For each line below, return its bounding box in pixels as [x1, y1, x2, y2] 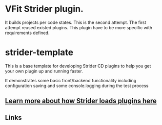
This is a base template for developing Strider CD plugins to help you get [5, 63, 151, 69]
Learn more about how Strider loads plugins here [5, 97, 157, 105]
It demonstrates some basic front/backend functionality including [5, 77, 137, 83]
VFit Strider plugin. [5, 3, 84, 15]
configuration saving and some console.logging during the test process [5, 83, 149, 89]
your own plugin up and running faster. [5, 68, 83, 74]
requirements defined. [5, 30, 50, 36]
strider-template [5, 47, 74, 58]
